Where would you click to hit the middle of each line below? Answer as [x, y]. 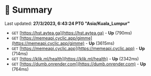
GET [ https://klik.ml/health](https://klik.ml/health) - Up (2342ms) [75, 58]
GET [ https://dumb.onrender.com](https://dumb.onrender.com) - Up [79, 64]
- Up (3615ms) [100, 43]
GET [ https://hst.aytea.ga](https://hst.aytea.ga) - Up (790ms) [72, 33]
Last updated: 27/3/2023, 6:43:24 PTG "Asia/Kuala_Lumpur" [67, 23]
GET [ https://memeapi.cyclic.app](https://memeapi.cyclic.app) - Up [78, 48]
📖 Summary [28, 10]
